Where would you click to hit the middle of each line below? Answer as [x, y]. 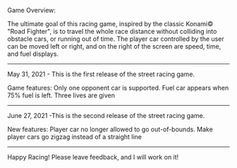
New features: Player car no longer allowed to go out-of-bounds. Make [110, 129]
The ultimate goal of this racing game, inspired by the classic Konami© [110, 24]
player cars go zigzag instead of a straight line [75, 137]
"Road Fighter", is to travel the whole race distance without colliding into [112, 31]
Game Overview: [32, 10]
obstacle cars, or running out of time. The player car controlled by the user [116, 39]
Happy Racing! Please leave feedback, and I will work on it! [93, 157]
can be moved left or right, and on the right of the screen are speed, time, [114, 46]
